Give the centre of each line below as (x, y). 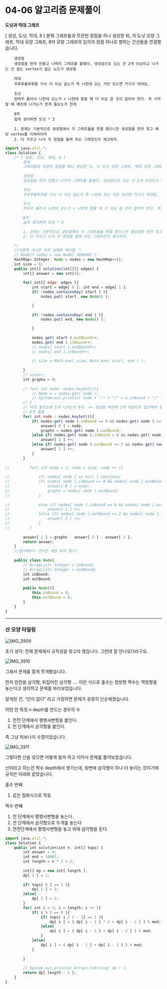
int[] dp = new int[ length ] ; (55, 871)
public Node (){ (39, 588)
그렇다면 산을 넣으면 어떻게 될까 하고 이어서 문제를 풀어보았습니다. (69, 757)
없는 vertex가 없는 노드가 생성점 (46, 69)
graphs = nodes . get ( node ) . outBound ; (81, 430)
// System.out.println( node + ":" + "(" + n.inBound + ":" (95, 398)
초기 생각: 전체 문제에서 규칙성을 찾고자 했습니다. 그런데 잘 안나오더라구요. (77, 651)
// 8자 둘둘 (34, 412)
